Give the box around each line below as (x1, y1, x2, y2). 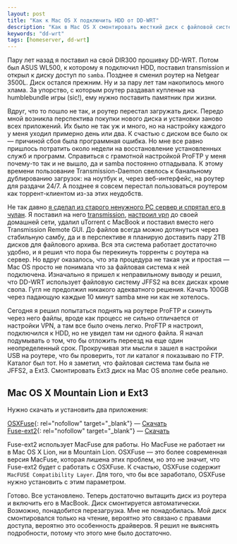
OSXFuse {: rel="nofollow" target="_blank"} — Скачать (7, 419, 167, 427)
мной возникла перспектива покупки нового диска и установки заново (7, 114, 224, 123)
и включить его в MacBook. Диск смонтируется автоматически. (7, 498, 201, 507)
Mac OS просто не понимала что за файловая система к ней (7, 263, 190, 271)
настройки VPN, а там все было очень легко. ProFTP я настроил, (7, 321, 204, 330)
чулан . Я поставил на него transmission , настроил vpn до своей (7, 211, 199, 219)
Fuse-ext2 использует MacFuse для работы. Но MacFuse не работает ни (7, 440, 226, 448)
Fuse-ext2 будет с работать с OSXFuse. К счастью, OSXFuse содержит (7, 462, 221, 471)
